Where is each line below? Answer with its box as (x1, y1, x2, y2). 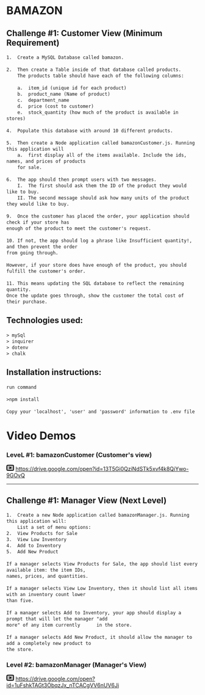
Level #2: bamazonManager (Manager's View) (6, 660, 147, 669)
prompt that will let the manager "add (6, 616, 108, 622)
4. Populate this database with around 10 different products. (6, 128, 173, 134)
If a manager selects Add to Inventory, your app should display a (6, 609, 182, 616)
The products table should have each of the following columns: (17, 73, 184, 79)
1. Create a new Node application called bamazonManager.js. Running (6, 512, 190, 518)
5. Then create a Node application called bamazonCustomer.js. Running (6, 140, 195, 146)
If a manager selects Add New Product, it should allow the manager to (6, 634, 192, 640)
